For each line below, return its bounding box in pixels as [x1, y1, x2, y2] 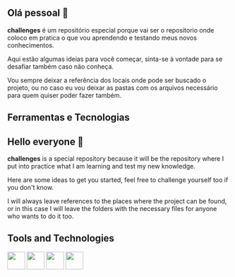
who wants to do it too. [7, 212, 74, 220]
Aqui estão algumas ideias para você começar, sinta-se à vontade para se [7, 55, 223, 63]
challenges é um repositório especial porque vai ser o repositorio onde [7, 26, 215, 34]
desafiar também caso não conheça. [7, 62, 114, 71]
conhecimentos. [7, 40, 54, 50]
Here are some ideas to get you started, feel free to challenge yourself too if [7, 176, 229, 184]
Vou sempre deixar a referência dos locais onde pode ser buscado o [7, 76, 207, 84]
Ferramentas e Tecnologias [7, 111, 131, 124]
